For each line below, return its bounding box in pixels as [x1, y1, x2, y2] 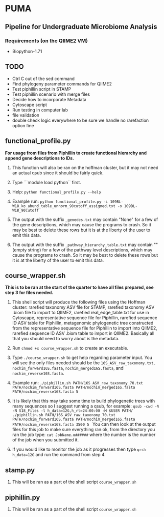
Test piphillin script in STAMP [12, 86, 71, 92]
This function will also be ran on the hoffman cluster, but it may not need [12, 164, 159, 170]
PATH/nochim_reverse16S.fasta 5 [12, 389, 78, 394]
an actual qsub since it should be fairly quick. [12, 170, 104, 176]
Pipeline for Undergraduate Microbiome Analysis [5, 23, 158, 31]
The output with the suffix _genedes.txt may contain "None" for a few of [12, 217, 158, 222]
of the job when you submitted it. [12, 437, 79, 443]
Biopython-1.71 [12, 48, 43, 54]
